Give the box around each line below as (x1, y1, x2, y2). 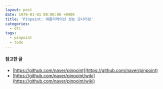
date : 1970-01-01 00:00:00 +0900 (5, 12, 75, 17)
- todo (9, 40, 23, 45)
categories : (5, 21, 30, 26)
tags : (5, 30, 16, 35)
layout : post (5, 7, 32, 12)
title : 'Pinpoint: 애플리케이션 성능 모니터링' (5, 16, 93, 21)
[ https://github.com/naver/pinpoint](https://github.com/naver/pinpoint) (12, 67, 158, 73)
